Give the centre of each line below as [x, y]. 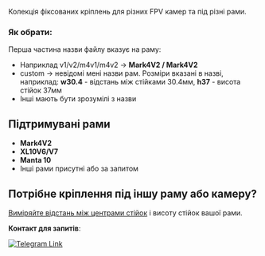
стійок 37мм [41, 90]
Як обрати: [31, 32]
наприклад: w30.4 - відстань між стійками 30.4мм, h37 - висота [130, 82]
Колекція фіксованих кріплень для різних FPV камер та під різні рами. [127, 12]
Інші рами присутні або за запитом [79, 169]
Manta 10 [35, 160]
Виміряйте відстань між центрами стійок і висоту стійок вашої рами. [125, 213]
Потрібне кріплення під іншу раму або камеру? [132, 193]
